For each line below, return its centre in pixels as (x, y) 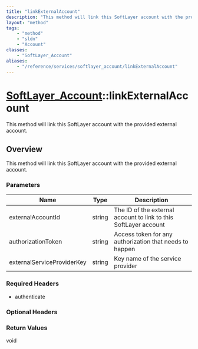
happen (125, 249)
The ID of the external (144, 210)
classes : (17, 50)
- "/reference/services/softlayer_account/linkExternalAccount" (97, 66)
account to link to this (144, 218)
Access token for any (143, 235)
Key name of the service (148, 259)
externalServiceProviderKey (48, 262)
